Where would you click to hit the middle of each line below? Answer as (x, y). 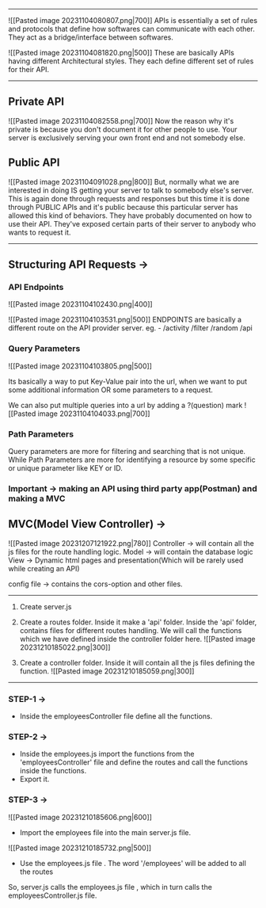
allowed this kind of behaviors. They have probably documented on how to (130, 216)
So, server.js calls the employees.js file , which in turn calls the (110, 887)
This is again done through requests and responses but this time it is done (129, 198)
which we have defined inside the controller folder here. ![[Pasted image (137, 639)
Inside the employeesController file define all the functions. (116, 716)
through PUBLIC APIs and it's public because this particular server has (123, 207)
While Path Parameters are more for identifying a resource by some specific (132, 460)
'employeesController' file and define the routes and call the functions (133, 762)
